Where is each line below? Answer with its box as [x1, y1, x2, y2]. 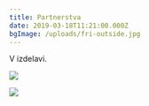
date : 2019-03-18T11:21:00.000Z [9, 21, 129, 30]
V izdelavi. [9, 54, 47, 64]
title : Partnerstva [9, 12, 82, 22]
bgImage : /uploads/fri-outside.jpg [9, 29, 141, 38]
